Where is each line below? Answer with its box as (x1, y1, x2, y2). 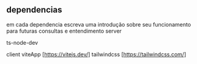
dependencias (6, 5, 62, 15)
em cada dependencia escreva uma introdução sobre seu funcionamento (6, 21, 191, 28)
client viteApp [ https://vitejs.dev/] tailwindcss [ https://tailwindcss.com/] (6, 51, 187, 58)
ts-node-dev (6, 39, 39, 46)
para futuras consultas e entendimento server (6, 27, 122, 34)
